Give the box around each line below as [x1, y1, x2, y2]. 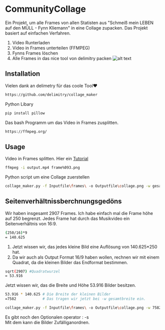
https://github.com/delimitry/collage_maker [5, 92, 98, 97]
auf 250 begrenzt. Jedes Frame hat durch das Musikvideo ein [5, 215, 130, 221]
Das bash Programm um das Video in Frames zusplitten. [5, 120, 119, 125]
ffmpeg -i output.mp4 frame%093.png [5, 165, 80, 170]
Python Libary [5, 101, 33, 107]
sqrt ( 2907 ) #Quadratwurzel [5, 269, 60, 274]
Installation [5, 70, 40, 78]
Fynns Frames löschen [12, 50, 58, 56]
